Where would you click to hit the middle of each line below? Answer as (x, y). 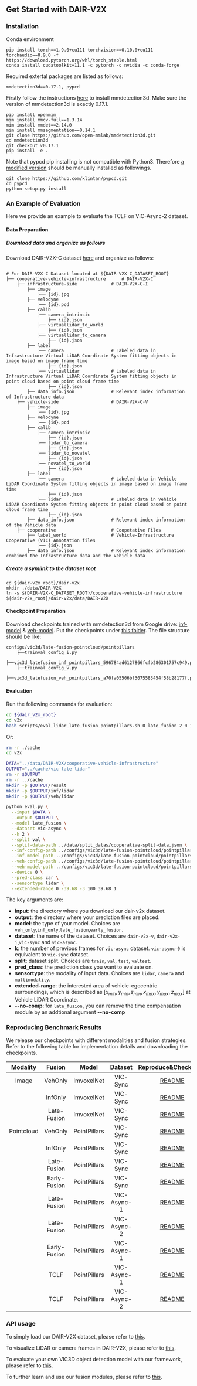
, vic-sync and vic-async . (47, 942)
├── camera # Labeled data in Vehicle (107, 479)
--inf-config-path (34, 850)
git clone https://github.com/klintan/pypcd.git (67, 178)
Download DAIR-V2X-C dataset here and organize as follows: (80, 258)
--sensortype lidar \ (38, 883)
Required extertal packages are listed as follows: (65, 76)
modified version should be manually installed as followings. (79, 168)
